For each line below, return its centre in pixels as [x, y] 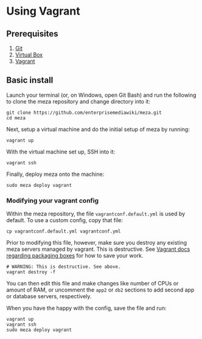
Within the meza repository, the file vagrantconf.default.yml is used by [96, 214]
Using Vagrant [43, 11]
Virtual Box [29, 55]
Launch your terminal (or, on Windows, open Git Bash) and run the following [101, 95]
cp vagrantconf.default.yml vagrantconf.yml [64, 232]
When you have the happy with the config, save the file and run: [86, 308]
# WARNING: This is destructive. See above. [64, 267]
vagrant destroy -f [31, 272]
